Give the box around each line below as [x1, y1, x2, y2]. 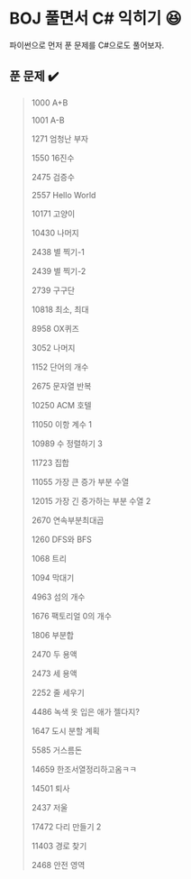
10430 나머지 [31, 227, 79, 238]
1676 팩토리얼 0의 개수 [31, 610, 113, 621]
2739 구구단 [31, 285, 75, 296]
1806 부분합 [31, 629, 75, 640]
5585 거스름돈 [31, 745, 83, 755]
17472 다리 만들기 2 [31, 821, 102, 832]
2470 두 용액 [31, 648, 78, 659]
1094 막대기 [31, 572, 75, 582]
